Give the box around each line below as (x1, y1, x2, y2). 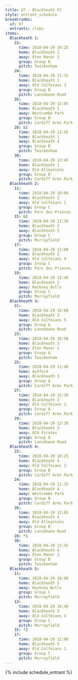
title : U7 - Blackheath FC (5, 7, 62, 13)
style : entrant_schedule (5, 12, 57, 17)
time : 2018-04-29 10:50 (18, 336, 69, 342)
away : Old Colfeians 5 (18, 317, 66, 322)
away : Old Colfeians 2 (18, 402, 66, 407)
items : (5, 31, 19, 36)
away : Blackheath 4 (18, 139, 59, 144)
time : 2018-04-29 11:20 (18, 219, 69, 224)
